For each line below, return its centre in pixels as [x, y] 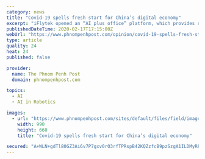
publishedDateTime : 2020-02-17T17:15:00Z [60, 29]
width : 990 [31, 124]
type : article [24, 40]
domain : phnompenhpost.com [46, 80]
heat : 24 [17, 52]
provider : [19, 68]
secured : [17, 147]
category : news [26, 12]
